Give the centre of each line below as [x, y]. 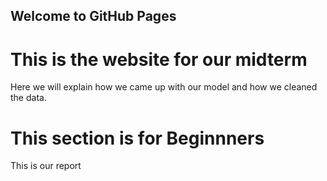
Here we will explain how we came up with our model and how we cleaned [164, 87]
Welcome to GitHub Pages [93, 16]
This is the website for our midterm [159, 59]
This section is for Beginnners [137, 138]
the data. [28, 98]
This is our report [46, 166]
